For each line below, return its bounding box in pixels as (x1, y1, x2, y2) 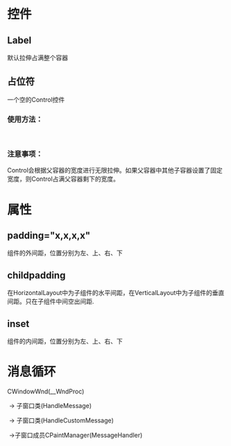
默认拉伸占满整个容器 (7, 53, 68, 62)
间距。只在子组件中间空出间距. (7, 297, 95, 305)
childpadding (7, 269, 66, 281)
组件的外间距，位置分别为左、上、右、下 (7, 249, 123, 257)
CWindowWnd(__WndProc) (7, 387, 85, 395)
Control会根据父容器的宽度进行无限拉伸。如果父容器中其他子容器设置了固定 (7, 166, 223, 175)
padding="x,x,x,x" (7, 229, 91, 241)
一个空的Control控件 (7, 95, 65, 104)
